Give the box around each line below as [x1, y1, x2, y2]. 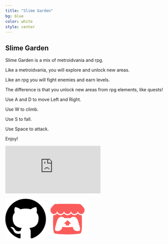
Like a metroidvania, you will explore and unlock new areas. [5, 67, 130, 73]
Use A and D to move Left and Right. [5, 96, 81, 102]
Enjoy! [5, 136, 19, 142]
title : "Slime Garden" [5, 8, 53, 13]
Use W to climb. [5, 107, 39, 113]
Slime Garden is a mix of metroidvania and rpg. [5, 57, 104, 63]
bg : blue [5, 13, 24, 19]
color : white [5, 19, 33, 24]
